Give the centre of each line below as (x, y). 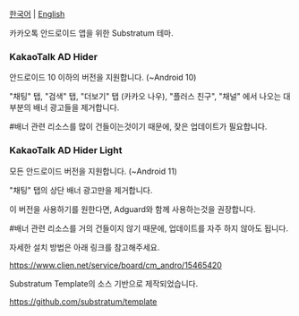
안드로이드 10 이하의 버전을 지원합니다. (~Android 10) (103, 77)
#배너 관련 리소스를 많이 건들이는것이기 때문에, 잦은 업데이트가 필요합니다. (138, 127)
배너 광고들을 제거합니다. (76, 107)
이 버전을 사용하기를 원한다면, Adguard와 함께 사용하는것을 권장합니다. (132, 209)
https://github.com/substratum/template (83, 301)
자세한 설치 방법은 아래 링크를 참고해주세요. (85, 247)
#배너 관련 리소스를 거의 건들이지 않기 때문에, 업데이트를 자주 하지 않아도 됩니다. (149, 228)
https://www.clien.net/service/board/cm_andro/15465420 (115, 265)
